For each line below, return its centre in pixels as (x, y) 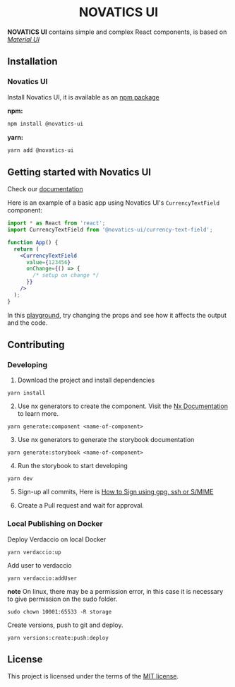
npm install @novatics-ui (45, 124)
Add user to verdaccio (40, 565)
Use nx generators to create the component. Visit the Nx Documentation (122, 406)
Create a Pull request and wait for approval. (81, 506)
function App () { (33, 242)
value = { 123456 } (48, 262)
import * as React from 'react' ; (56, 223)
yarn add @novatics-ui (41, 150)
